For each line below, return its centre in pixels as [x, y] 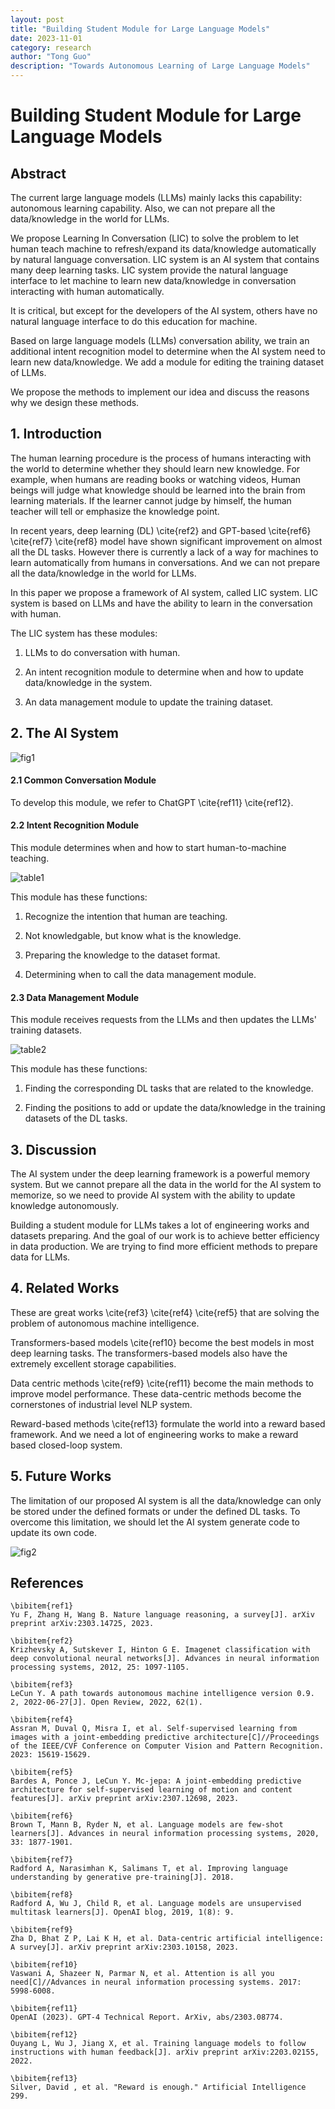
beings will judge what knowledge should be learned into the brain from [158, 490]
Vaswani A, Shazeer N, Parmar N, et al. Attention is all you [142, 1974]
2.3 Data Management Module [75, 997]
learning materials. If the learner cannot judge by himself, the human [151, 500]
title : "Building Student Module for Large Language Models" [140, 29]
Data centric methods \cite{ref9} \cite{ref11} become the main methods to [162, 1383]
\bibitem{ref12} [44, 2035]
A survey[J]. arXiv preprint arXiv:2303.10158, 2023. [125, 1947]
